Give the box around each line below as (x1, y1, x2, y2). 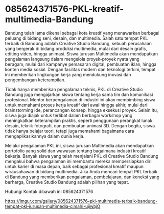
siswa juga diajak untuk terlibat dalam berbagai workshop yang (5, 112, 133, 118)
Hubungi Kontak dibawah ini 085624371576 (5, 189, 94, 194)
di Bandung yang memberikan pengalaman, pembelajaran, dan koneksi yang (5, 174, 160, 180)
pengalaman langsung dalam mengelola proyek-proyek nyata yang (5, 56, 140, 62)
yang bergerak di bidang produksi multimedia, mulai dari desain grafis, (5, 46, 147, 51)
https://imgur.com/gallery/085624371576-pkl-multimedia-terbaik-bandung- (5, 198, 158, 204)
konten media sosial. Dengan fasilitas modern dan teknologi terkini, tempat (5, 66, 156, 72)
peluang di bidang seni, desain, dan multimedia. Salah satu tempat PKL (5, 35, 148, 41)
